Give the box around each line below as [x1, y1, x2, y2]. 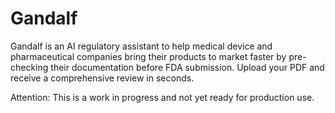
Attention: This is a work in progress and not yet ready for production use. [10, 91, 315, 103]
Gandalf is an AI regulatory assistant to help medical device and [10, 40, 273, 52]
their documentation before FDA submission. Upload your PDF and [50, 61, 325, 73]
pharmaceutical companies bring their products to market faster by [10, 50, 287, 62]
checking [10, 61, 49, 73]
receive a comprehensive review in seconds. [10, 72, 195, 84]
